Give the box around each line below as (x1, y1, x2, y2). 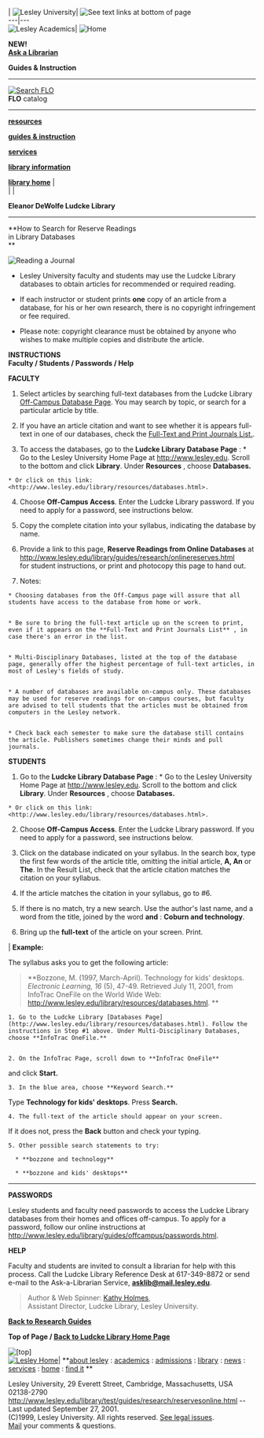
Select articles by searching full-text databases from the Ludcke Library (19, 389, 253, 398)
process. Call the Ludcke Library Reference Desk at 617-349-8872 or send (8, 1270, 250, 1278)
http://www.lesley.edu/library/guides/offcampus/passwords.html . (8, 1231, 219, 1240)
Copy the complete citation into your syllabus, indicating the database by (19, 521, 256, 530)
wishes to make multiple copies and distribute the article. (19, 335, 204, 344)
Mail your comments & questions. (8, 1421, 116, 1430)
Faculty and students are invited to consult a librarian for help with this (8, 1261, 236, 1270)
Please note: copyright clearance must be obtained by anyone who (19, 326, 237, 336)
